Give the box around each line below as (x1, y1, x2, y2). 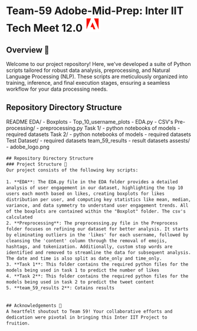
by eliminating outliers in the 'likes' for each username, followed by (6, 231, 189, 238)
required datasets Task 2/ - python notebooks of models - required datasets (6, 131, 192, 138)
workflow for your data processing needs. (6, 85, 108, 92)
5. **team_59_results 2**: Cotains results (6, 284, 115, 291)
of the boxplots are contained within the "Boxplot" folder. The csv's (6, 208, 186, 214)
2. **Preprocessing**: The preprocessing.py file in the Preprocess (6, 220, 178, 226)
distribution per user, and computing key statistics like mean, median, (6, 196, 192, 203)
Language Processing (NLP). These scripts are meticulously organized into (6, 73, 188, 80)
